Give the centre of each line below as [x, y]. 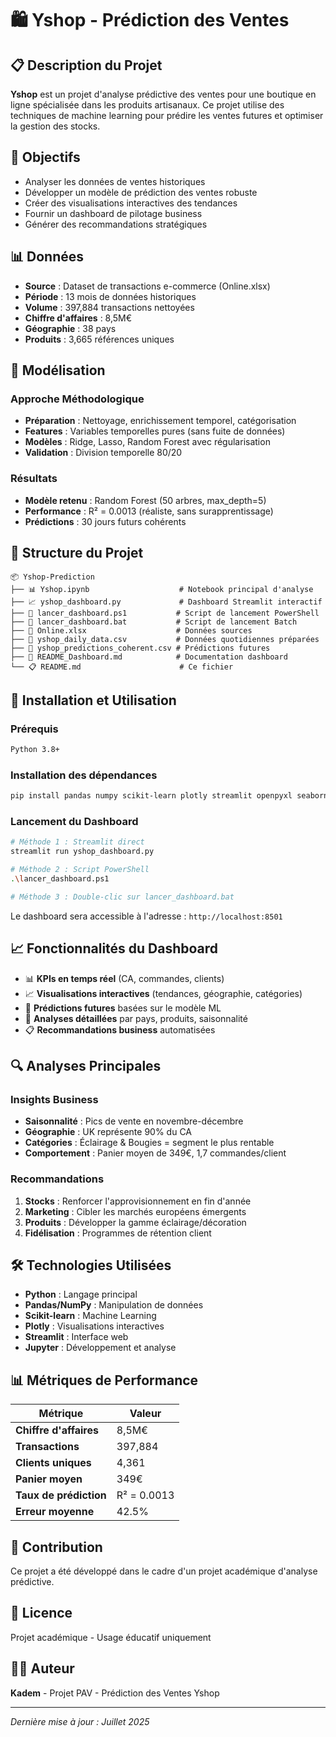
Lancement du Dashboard [74, 822]
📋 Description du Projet [86, 65]
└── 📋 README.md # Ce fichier [122, 667]
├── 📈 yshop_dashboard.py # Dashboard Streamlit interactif [166, 602]
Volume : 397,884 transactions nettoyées [109, 307]
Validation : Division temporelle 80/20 [103, 453]
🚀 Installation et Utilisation [93, 700]
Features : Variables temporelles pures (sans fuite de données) [155, 431]
